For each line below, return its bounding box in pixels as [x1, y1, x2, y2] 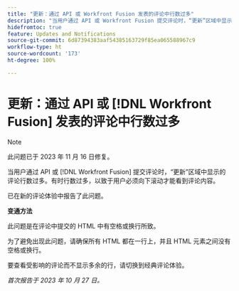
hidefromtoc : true [7, 23, 62, 31]
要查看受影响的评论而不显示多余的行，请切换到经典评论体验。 [7, 260, 188, 269]
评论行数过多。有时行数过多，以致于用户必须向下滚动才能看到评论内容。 [7, 176, 219, 185]
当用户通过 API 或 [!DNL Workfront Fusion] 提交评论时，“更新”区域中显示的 [7, 167, 226, 176]
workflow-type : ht [7, 43, 62, 51]
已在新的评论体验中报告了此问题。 [7, 191, 107, 200]
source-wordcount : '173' [7, 51, 81, 58]
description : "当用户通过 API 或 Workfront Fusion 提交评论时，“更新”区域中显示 [7, 17, 233, 24]
